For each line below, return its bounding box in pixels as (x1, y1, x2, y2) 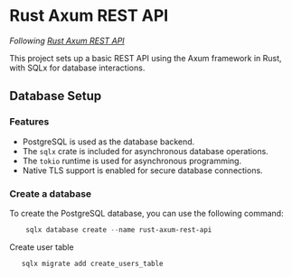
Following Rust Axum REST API (9, 35, 125, 46)
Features (9, 115, 50, 128)
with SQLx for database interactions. (9, 62, 146, 73)
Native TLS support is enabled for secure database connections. (22, 164, 264, 176)
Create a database (9, 187, 92, 199)
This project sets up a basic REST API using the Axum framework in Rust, (9, 52, 282, 63)
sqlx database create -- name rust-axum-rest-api (25, 225, 212, 235)
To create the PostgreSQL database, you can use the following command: (9, 208, 284, 218)
